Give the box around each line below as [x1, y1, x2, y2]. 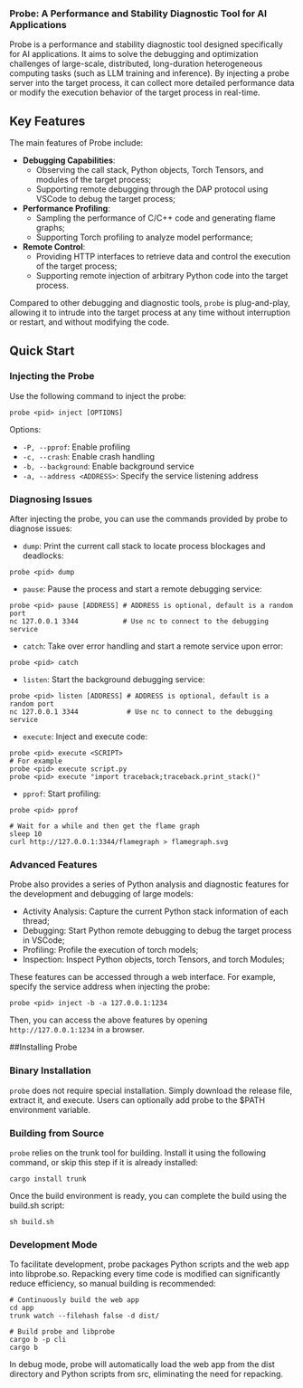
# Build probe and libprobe [9, 1327, 116, 1336]
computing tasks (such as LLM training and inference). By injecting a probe [9, 68, 289, 79]
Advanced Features [9, 859, 98, 871]
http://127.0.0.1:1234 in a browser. [9, 1024, 145, 1035]
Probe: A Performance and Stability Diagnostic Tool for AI [9, 7, 268, 20]
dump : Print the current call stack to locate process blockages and [22, 541, 266, 552]
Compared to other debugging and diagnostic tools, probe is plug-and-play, [9, 298, 291, 309]
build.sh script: [9, 1200, 65, 1211]
